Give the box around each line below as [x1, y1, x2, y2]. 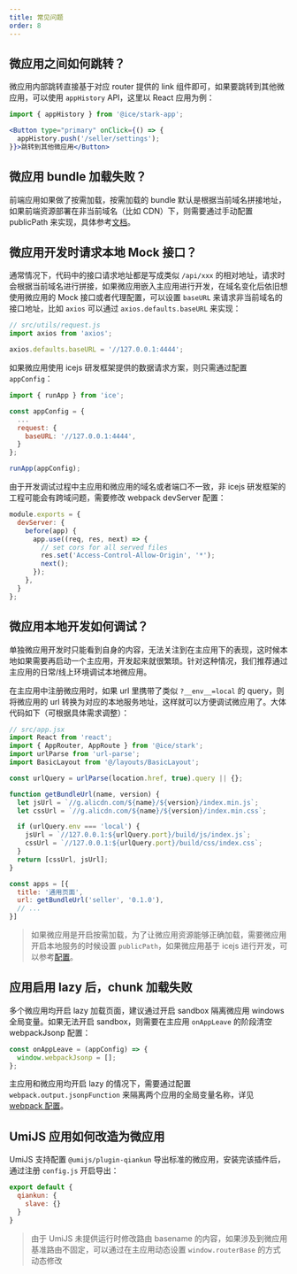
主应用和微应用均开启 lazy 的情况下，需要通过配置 [9, 1078, 192, 1089]
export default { [9, 1183, 73, 1192]
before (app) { [25, 526, 77, 536]
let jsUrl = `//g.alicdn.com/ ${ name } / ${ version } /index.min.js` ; [17, 798, 259, 807]
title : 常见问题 [9, 12, 64, 22]
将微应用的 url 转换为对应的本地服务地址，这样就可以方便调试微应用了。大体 [9, 696, 287, 706]
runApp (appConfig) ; [9, 464, 81, 474]
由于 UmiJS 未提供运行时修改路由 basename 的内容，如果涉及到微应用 [30, 1232, 288, 1244]
